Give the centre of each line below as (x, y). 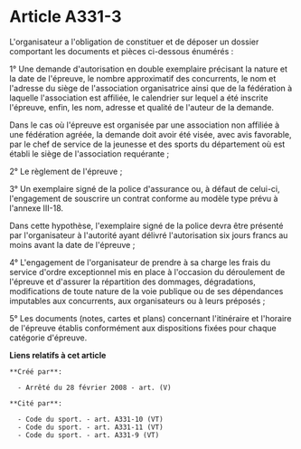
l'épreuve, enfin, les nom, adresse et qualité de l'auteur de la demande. (141, 107)
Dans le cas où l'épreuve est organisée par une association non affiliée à (145, 125)
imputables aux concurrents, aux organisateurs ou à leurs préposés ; (137, 301)
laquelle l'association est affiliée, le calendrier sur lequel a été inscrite (139, 98)
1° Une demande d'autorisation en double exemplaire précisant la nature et (148, 69)
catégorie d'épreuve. (48, 338)
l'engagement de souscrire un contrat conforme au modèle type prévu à (144, 198)
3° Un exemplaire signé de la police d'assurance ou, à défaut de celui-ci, (145, 188)
